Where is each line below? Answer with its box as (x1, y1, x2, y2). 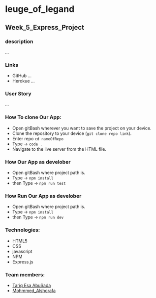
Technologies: (5, 226, 40, 233)
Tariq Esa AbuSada (12, 282, 51, 288)
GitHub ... (12, 73, 32, 79)
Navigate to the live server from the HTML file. (12, 146, 107, 152)
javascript (12, 248, 32, 254)
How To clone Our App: (5, 114, 62, 121)
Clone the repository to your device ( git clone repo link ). (12, 130, 132, 136)
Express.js (12, 258, 33, 265)
